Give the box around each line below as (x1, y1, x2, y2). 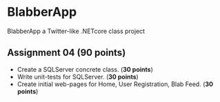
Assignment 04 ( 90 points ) (7, 47, 126, 59)
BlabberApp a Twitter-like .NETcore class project (7, 27, 146, 35)
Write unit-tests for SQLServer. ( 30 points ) (17, 72, 139, 81)
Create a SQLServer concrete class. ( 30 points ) (17, 65, 153, 73)
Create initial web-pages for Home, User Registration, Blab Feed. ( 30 (17, 80, 214, 88)
